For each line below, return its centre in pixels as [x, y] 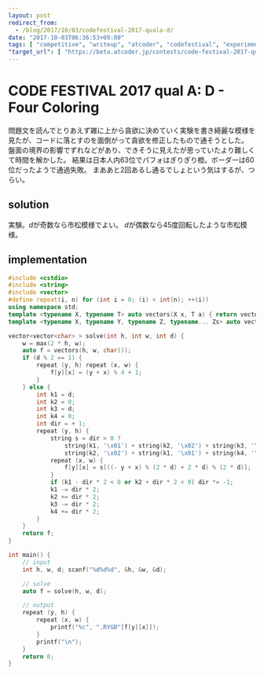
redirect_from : [33, 23]
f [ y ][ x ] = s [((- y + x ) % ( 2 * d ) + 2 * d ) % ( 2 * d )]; [158, 468]
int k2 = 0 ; [56, 402]
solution [29, 205]
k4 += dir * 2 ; [75, 511]
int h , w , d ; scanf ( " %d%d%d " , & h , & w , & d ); [95, 570]
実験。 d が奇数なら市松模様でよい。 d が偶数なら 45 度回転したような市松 [125, 224]
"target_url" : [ [35, 52]
